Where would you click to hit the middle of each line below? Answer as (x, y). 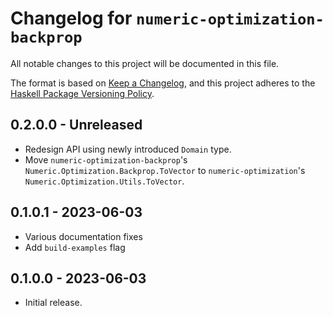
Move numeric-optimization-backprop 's (106, 159)
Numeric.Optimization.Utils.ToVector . (104, 181)
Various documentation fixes (83, 236)
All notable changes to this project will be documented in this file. (145, 63)
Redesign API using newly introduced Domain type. (128, 149)
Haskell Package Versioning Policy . (82, 93)
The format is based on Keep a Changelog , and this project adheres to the (163, 83)
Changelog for (71, 18)
